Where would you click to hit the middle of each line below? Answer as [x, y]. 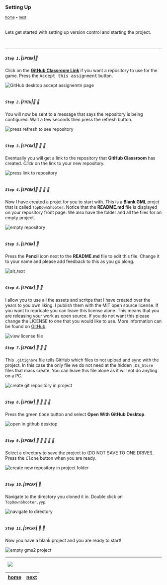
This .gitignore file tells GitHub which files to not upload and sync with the [82, 360]
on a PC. [14, 376]
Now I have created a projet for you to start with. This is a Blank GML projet [82, 202]
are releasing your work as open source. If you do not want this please [77, 316]
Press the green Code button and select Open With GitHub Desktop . [75, 415]
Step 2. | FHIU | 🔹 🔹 [22, 101]
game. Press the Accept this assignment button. [59, 76]
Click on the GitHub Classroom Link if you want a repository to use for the [81, 71]
